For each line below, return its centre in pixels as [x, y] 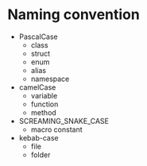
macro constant [56, 129]
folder [41, 154]
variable [44, 95]
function [44, 104]
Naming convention [73, 15]
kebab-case [39, 137]
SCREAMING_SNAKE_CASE [64, 121]
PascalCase [39, 37]
